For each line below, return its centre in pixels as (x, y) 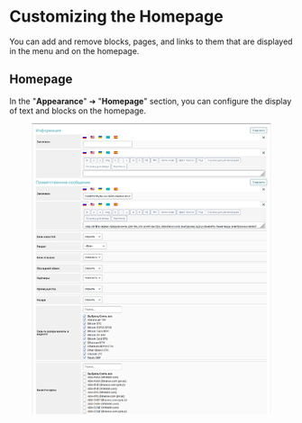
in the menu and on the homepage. (74, 50)
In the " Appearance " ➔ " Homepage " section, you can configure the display (151, 101)
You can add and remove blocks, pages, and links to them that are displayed (151, 41)
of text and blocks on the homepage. (78, 111)
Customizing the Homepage (116, 17)
